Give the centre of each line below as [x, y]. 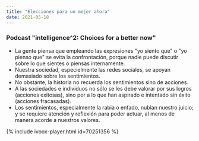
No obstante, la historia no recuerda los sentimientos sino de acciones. [102, 82]
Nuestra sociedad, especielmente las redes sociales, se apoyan [93, 69]
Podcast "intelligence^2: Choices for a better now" [81, 38]
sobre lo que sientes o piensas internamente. [70, 63]
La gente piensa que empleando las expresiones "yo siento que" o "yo [101, 50]
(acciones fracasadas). [43, 101]
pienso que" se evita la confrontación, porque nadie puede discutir [97, 57]
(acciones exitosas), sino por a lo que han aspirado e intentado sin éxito [103, 95]
